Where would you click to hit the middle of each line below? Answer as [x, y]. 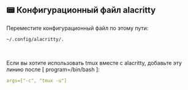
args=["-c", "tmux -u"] [37, 81]
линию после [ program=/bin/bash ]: [53, 69]
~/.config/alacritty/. [35, 39]
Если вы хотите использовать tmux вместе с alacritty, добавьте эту [94, 62]
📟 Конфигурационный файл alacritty [81, 10]
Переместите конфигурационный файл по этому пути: [77, 28]
